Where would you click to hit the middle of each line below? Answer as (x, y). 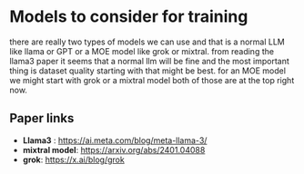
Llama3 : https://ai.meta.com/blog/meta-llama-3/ (115, 140)
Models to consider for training (129, 17)
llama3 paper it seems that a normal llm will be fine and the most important (149, 61)
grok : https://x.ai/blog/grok (73, 159)
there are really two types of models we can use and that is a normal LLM (147, 42)
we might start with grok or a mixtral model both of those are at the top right (152, 80)
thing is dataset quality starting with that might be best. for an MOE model (148, 71)
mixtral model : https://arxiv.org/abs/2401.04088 (114, 150)
